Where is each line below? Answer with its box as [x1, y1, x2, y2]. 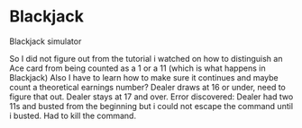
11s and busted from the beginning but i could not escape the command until [9, 100, 294, 111]
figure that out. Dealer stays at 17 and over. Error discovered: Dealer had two [9, 91, 294, 102]
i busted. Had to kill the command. [9, 110, 137, 121]
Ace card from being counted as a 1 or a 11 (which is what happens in [9, 63, 266, 73]
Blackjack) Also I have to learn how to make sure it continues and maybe [9, 72, 279, 82]
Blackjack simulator [9, 36, 82, 47]
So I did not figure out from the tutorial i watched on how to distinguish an [9, 53, 283, 64]
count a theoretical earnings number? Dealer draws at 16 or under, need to [9, 81, 286, 92]
